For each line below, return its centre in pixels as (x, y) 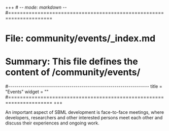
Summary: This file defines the (72, 61)
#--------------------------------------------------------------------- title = (84, 86)
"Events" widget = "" (27, 92)
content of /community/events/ (73, 72)
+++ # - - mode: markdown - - (36, 7)
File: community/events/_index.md (80, 39)
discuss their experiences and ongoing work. (53, 123)
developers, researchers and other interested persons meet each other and (84, 118)
